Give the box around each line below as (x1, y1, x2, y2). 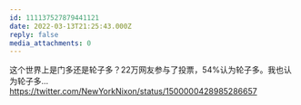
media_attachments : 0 (9, 38, 92, 48)
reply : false (9, 30, 59, 39)
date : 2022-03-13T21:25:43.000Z (9, 22, 132, 31)
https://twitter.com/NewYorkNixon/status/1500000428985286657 (9, 86, 257, 97)
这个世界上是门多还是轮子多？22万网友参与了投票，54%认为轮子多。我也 (9, 64, 285, 75)
